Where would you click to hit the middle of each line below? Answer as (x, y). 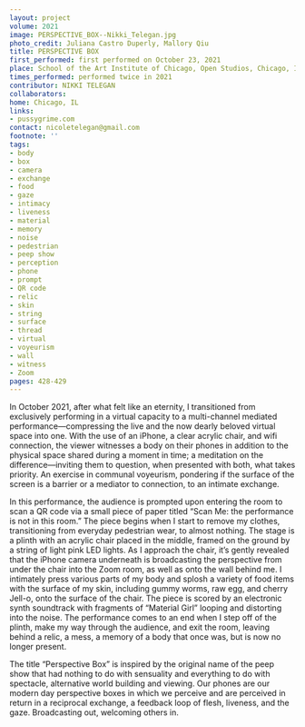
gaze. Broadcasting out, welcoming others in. (94, 712)
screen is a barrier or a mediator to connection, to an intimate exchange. (144, 484)
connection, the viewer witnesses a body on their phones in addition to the (149, 445)
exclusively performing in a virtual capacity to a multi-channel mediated (143, 417)
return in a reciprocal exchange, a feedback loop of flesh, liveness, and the (149, 703)
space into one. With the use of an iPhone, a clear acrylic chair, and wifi (143, 436)
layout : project (40, 18)
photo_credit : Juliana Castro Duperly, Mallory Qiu (109, 43)
